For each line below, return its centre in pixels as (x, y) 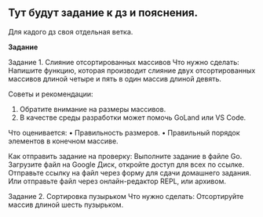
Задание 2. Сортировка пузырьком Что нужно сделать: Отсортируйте (126, 196)
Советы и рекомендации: (51, 94)
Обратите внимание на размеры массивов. (93, 109)
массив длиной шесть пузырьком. (66, 204)
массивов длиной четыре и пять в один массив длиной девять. (115, 78)
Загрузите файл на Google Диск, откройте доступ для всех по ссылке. (126, 165)
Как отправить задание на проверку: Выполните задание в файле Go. (125, 156)
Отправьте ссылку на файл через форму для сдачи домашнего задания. (130, 172)
